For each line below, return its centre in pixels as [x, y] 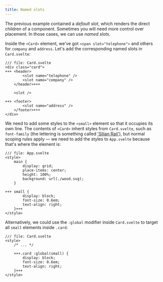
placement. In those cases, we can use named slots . [58, 34]
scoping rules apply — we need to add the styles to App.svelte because [78, 139]
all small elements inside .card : [37, 227]
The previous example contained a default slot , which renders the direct [78, 23]
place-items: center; [45, 170]
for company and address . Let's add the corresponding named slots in [74, 48]
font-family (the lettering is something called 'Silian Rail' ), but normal [75, 134]
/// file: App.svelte [27, 153]
